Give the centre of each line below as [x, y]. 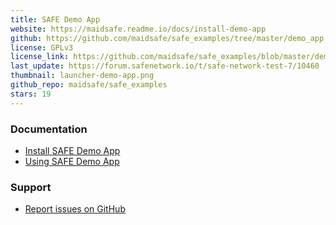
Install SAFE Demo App [72, 150]
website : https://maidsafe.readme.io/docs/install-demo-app [138, 29]
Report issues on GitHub [75, 209]
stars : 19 [31, 94]
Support [31, 187]
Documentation [49, 129]
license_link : [40, 57]
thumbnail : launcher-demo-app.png [82, 76]
